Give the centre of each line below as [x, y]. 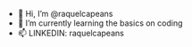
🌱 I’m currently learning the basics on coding [100, 23]
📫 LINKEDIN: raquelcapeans [71, 33]
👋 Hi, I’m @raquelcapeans [65, 14]
